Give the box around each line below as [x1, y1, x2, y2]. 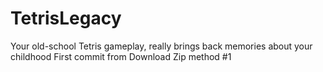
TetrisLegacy [10, 7, 122, 30]
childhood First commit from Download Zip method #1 [10, 50, 232, 62]
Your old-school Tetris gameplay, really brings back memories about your [10, 40, 313, 52]
